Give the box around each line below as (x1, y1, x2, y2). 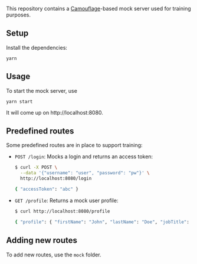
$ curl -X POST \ (14, 165, 58, 171)
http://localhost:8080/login (20, 175, 92, 182)
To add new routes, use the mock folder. (6, 251, 101, 258)
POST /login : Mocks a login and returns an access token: (14, 153, 153, 160)
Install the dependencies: (6, 44, 68, 51)
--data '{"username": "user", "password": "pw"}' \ (20, 170, 150, 176)
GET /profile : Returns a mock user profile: (14, 197, 119, 204)
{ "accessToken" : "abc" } (14, 186, 78, 193)
